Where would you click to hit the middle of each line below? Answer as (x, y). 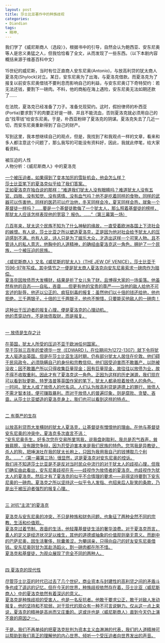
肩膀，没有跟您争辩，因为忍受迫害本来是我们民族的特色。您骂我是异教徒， (84, 446)
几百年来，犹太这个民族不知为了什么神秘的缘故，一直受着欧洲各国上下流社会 (82, 226)
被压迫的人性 (18, 160)
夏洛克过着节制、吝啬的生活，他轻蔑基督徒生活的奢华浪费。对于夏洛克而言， (82, 529)
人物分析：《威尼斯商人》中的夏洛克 (41, 166)
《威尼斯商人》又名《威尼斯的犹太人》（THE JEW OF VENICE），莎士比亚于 (80, 262)
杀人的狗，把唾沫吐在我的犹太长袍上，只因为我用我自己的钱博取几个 (74, 452)
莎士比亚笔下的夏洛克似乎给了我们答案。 (46, 184)
